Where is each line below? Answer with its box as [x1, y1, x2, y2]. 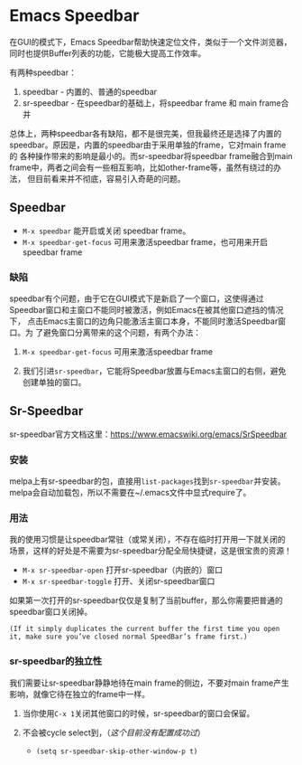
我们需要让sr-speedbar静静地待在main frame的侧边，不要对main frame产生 [9, 677, 290, 688]
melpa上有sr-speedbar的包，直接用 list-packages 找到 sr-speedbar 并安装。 [9, 476, 286, 486]
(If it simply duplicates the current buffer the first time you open [9, 625, 280, 634]
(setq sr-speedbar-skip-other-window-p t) [35, 747, 198, 756]
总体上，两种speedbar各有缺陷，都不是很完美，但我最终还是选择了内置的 [9, 127, 282, 138]
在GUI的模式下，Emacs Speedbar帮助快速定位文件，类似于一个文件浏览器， [9, 36, 292, 47]
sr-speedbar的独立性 [9, 655, 103, 667]
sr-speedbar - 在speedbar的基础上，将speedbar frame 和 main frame [22, 97, 281, 109]
